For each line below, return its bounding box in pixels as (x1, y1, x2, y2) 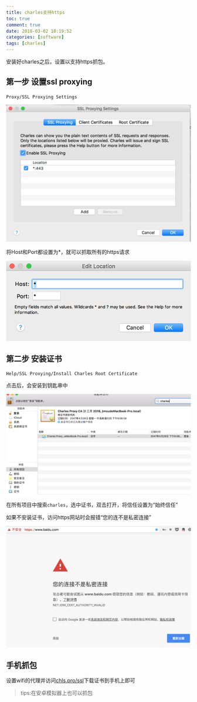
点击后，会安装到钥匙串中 (6, 382, 68, 389)
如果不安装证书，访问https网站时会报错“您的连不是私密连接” (6, 514, 151, 521)
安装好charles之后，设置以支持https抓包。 (6, 58, 108, 65)
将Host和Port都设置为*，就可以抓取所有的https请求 (6, 248, 130, 255)
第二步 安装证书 (6, 353, 62, 364)
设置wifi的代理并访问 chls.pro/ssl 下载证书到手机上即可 (6, 677, 135, 684)
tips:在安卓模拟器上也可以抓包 (20, 690, 93, 697)
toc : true (6, 15, 30, 22)
